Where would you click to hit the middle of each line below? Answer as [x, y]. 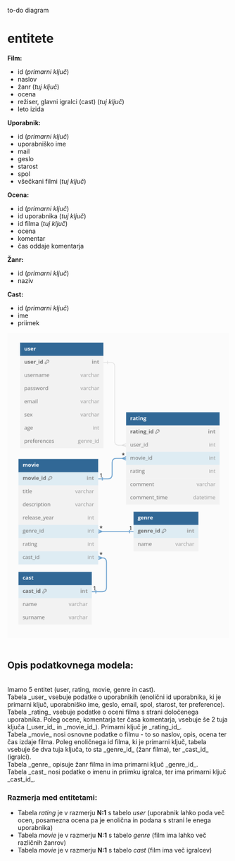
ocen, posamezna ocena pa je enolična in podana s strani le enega [114, 820]
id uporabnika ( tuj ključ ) [52, 216]
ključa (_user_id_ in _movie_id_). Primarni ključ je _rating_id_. [95, 727]
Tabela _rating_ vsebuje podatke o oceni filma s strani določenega [103, 712]
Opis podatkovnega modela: [70, 665]
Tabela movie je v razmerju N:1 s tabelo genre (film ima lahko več [112, 835]
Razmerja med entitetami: [52, 797]
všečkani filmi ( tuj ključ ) [52, 181]
